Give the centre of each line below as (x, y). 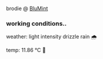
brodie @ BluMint (27, 8)
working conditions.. (36, 23)
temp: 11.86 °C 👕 (26, 50)
